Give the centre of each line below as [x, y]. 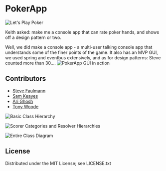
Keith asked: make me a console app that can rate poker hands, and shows [82, 32]
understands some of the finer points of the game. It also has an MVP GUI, [82, 52]
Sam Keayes [25, 96]
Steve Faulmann [29, 91]
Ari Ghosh [23, 101]
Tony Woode [25, 106]
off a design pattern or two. [33, 37]
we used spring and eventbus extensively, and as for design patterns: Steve [83, 57]
